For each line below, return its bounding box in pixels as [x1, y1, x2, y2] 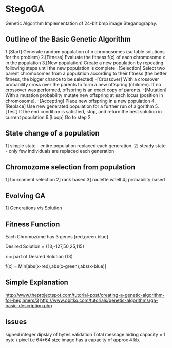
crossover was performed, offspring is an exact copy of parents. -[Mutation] [5, 87, 167, 93]
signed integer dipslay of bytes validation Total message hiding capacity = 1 [5, 331, 166, 337]
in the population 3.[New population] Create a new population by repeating [5, 60, 164, 66]
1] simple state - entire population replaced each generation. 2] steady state [5, 142, 166, 149]
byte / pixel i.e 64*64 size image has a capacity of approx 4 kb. [5, 337, 140, 343]
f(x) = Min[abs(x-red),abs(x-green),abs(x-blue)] [5, 263, 107, 269]
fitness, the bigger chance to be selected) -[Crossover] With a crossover [5, 75, 159, 82]
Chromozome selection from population [5, 163, 136, 171]
